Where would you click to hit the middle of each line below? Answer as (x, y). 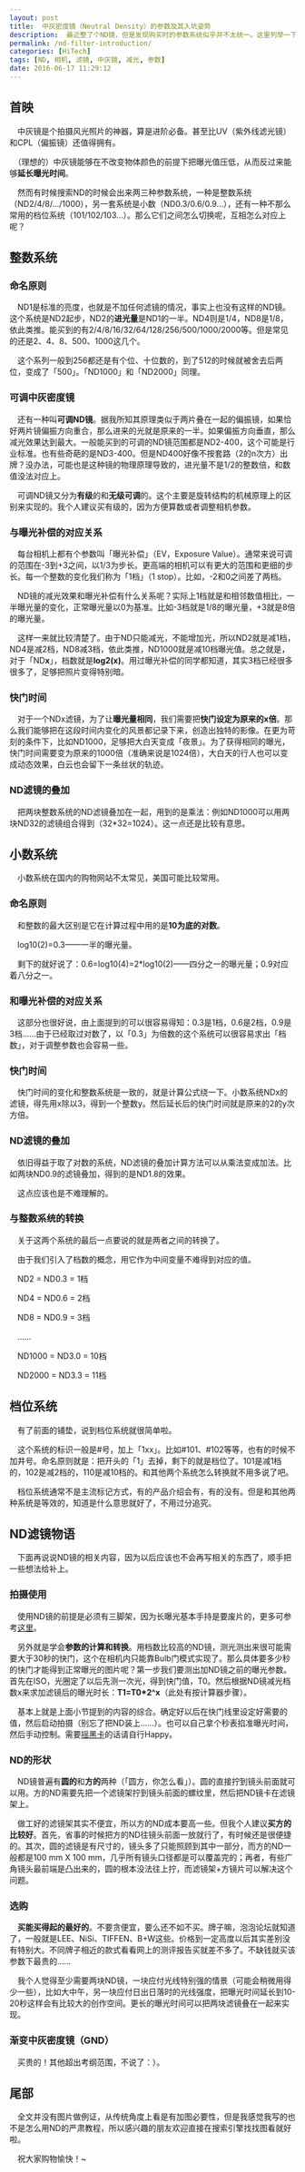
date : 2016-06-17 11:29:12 (60, 69)
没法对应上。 (41, 476)
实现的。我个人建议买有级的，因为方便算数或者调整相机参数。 (140, 506)
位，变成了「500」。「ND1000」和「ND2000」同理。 (108, 372)
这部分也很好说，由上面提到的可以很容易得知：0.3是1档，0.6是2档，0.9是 (154, 1022)
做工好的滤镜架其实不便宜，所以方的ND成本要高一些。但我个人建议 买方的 (154, 1823)
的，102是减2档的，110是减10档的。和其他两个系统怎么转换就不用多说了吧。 (152, 1472)
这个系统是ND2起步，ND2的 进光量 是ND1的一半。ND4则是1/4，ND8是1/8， (149, 319)
